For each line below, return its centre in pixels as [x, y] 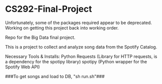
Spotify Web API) [23, 67]
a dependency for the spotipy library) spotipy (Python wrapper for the [76, 61]
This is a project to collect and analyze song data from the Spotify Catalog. [81, 47]
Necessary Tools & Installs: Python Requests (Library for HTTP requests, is [81, 56]
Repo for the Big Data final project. [40, 37]
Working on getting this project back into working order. [62, 28]
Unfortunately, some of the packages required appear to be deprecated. [79, 23]
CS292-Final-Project [49, 9]
